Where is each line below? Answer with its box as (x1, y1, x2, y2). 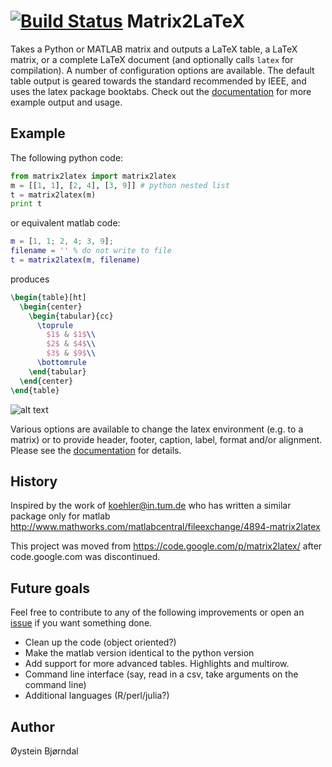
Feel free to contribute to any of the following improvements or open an (10, 606, 305, 619)
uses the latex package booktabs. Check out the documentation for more (10, 85, 312, 97)
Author (10, 718, 55, 735)
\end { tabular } (28, 366, 87, 377)
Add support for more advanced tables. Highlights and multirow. (24, 658, 290, 670)
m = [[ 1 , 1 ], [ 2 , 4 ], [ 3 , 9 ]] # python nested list (10, 180, 230, 190)
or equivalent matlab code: (10, 217, 121, 229)
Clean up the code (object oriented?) (24, 636, 177, 649)
